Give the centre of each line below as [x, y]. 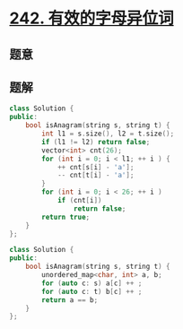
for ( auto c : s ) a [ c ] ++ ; [92, 283]
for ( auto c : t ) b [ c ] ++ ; [92, 291]
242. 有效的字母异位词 [91, 18]
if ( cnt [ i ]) [79, 201]
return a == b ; [70, 300]
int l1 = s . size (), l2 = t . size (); [108, 134]
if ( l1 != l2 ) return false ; [96, 142]
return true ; [66, 217]
